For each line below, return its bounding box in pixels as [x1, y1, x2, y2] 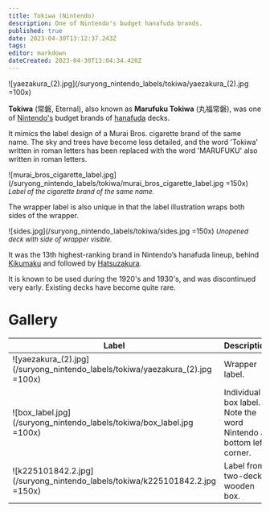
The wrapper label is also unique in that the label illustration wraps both [8, 202, 245, 212]
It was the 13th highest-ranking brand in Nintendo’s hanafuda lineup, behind [8, 250, 260, 259]
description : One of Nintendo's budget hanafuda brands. [8, 19, 203, 27]
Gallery [8, 311, 58, 329]
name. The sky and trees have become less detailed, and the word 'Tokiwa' [8, 137, 259, 147]
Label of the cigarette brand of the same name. [8, 187, 155, 196]
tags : [8, 42, 27, 50]
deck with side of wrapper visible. [8, 234, 112, 244]
